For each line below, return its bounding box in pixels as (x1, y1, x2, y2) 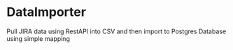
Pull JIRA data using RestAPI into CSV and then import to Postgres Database (6, 27, 227, 35)
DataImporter (6, 4, 87, 20)
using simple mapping (6, 34, 71, 42)
